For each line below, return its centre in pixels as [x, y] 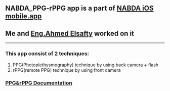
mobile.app [24, 16]
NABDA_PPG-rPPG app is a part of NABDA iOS [79, 8]
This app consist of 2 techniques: [47, 54]
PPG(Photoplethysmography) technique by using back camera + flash [86, 65]
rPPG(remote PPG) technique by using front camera [67, 70]
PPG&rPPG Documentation [39, 83]
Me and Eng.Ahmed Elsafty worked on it [70, 33]
